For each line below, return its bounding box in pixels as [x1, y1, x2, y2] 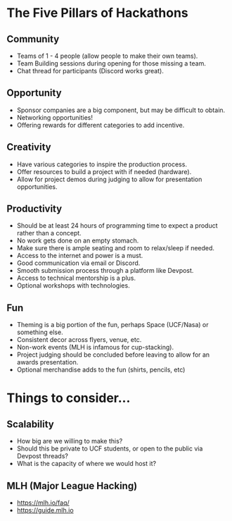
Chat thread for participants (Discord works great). [16, 67, 165, 75]
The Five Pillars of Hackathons [6, 5, 189, 21]
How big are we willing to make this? [16, 437, 123, 446]
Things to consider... [6, 390, 131, 406]
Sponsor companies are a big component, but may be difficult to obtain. [16, 106, 226, 114]
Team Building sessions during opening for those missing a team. [16, 59, 207, 68]
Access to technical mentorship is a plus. [16, 274, 136, 283]
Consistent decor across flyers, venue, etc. [16, 336, 142, 344]
